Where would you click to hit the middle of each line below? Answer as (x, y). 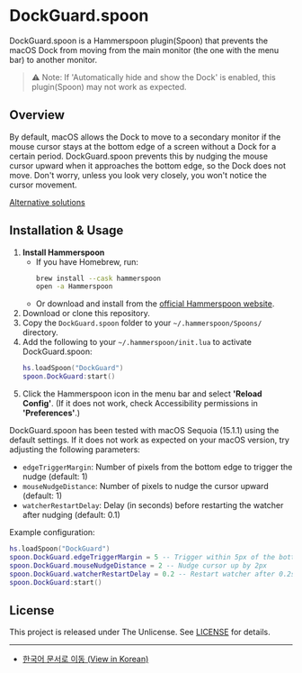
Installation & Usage (67, 231)
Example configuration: (53, 532)
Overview (37, 115)
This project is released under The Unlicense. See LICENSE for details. (140, 632)
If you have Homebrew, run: (87, 261)
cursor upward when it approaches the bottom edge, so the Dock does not (147, 165)
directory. (40, 332)
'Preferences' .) (51, 413)
